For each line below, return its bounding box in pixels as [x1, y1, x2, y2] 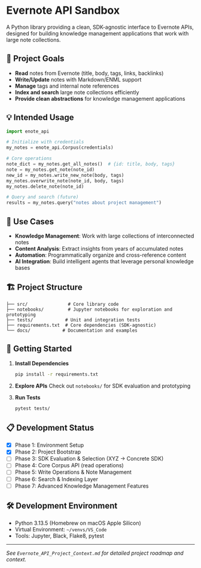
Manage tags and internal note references [14, 82, 120, 89]
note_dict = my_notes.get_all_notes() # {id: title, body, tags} [6, 161, 175, 167]
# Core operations [6, 155, 52, 162]
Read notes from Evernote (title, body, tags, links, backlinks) [14, 70, 164, 77]
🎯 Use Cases [6, 217, 54, 227]
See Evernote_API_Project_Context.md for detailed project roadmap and [6, 549, 184, 557]
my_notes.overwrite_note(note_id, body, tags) [6, 178, 124, 184]
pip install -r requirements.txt [14, 371, 99, 377]
